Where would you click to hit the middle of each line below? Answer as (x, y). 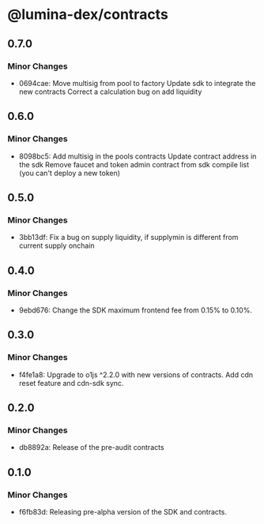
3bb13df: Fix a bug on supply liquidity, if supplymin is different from (128, 238)
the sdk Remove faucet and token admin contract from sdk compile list (134, 164)
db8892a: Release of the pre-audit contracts (91, 447)
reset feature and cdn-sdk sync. (71, 383)
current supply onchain (57, 245)
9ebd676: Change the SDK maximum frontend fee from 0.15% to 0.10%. (135, 310)
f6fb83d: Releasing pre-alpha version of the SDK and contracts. (123, 512)
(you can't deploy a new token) (69, 173)
